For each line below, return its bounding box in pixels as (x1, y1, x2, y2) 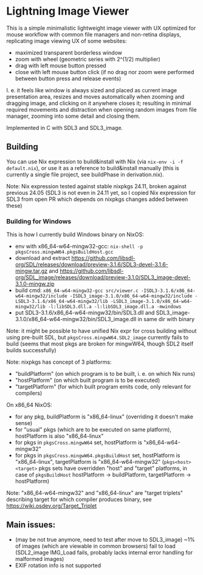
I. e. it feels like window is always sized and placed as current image (6, 86, 177, 94)
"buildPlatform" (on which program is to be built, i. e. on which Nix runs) (15, 370, 196, 378)
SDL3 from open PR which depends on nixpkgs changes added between (6, 196, 188, 203)
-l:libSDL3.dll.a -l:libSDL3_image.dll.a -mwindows (47, 304, 182, 310)
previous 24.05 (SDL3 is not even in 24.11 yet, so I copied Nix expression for (6, 189, 196, 196)
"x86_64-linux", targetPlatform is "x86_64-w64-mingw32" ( (15, 458, 164, 466)
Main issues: (6, 520, 56, 530)
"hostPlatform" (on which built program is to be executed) (15, 376, 160, 384)
